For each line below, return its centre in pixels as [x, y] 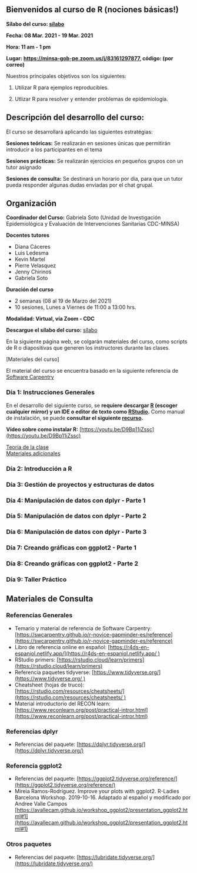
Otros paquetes [29, 844]
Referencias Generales [39, 615]
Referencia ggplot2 [34, 766]
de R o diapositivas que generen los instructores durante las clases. [88, 348]
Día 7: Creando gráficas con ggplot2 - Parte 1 [71, 548]
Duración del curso [30, 289]
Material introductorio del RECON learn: [62, 703]
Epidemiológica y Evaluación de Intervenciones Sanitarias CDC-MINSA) [93, 224]
